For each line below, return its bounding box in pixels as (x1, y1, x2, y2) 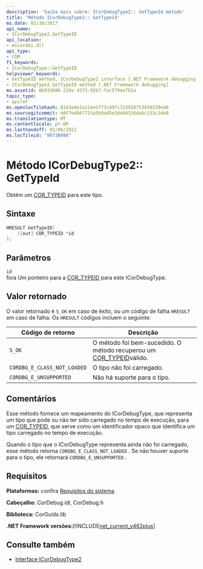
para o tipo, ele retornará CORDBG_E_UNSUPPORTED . (6, 454, 127, 461)
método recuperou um (92, 346, 156, 354)
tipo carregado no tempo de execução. (6, 429, 103, 436)
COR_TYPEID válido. (92, 353, 149, 362)
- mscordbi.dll (6, 43, 45, 49)
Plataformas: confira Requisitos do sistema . (6, 487, 116, 494)
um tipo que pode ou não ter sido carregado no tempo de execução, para (6, 416, 189, 423)
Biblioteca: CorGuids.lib (6, 510, 66, 518)
